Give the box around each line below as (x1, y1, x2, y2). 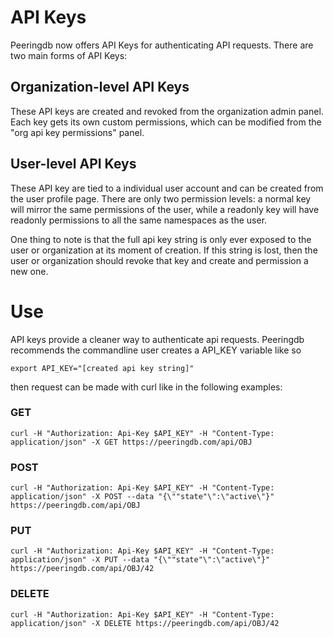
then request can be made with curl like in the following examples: (10, 381, 283, 393)
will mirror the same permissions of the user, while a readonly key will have (10, 203, 320, 215)
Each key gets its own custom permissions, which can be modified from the (10, 116, 322, 128)
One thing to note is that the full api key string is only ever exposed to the (10, 233, 312, 245)
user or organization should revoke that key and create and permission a (10, 254, 309, 266)
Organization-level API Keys (10, 79, 190, 96)
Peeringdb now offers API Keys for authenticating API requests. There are (10, 39, 314, 51)
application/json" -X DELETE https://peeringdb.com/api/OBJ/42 (10, 618, 280, 628)
